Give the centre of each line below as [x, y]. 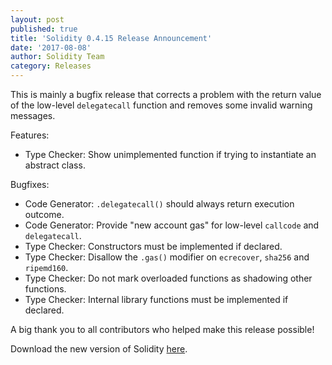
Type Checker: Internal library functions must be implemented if [156, 299]
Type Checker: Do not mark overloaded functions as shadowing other [168, 278]
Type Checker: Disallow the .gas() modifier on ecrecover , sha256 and [167, 257]
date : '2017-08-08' [51, 47]
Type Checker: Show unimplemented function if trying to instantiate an [170, 154]
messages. [33, 115]
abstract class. [55, 165]
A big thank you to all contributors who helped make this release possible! [162, 329]
